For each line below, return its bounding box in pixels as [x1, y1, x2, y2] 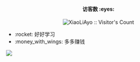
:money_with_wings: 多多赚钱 [14, 38, 85, 45]
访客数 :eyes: [82, 5, 115, 12]
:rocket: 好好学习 [14, 31, 56, 38]
